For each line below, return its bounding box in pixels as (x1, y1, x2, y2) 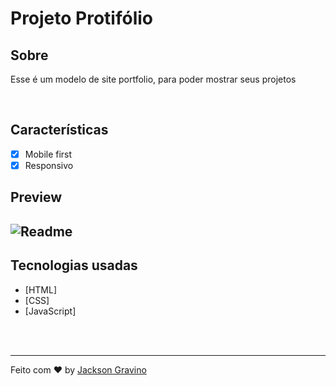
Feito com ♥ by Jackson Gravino (10, 363, 147, 376)
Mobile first (24, 148, 73, 160)
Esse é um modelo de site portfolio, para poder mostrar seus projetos (10, 73, 297, 85)
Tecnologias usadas (10, 257, 138, 274)
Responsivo (24, 159, 74, 171)
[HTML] (24, 283, 58, 296)
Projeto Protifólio (10, 7, 154, 30)
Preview (10, 189, 63, 206)
